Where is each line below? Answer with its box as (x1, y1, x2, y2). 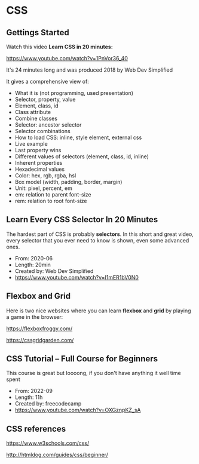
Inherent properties (14, 159, 63, 166)
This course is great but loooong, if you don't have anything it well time (6, 370, 181, 377)
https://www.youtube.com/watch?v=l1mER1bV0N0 (14, 274, 139, 281)
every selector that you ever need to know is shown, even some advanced (6, 236, 189, 244)
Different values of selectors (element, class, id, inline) (14, 153, 149, 160)
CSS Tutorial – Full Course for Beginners (6, 354, 158, 364)
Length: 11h (14, 394, 43, 401)
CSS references (6, 423, 66, 434)
